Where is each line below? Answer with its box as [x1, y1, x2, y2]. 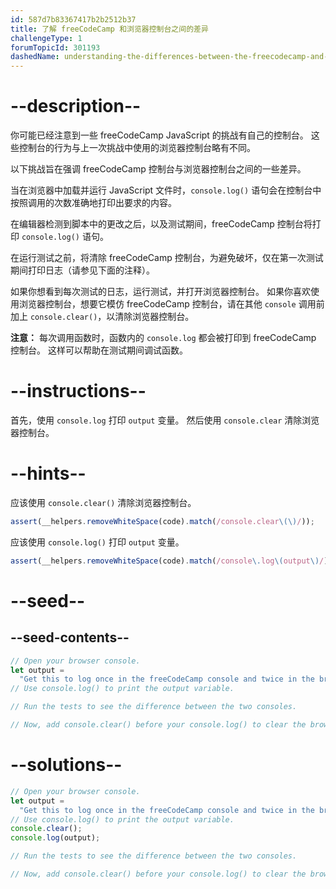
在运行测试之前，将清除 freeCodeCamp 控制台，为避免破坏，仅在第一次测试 [10, 252, 324, 264]
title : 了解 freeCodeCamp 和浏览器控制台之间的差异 [10, 24, 209, 34]
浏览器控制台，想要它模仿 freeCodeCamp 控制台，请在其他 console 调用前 [18, 298, 325, 310]
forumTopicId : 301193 [10, 42, 101, 53]
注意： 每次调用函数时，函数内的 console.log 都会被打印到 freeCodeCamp [10, 332, 317, 344]
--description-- [10, 95, 142, 118]
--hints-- [10, 462, 87, 485]
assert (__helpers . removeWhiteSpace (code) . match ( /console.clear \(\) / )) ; [10, 516, 315, 526]
